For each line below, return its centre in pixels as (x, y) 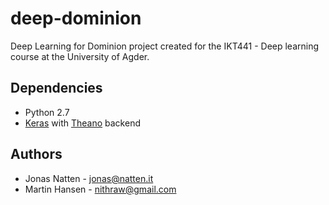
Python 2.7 (47, 112)
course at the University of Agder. (80, 56)
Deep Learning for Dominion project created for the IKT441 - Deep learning (165, 46)
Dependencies (56, 88)
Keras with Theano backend (82, 123)
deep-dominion (76, 18)
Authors (36, 154)
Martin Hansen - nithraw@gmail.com (100, 189)
